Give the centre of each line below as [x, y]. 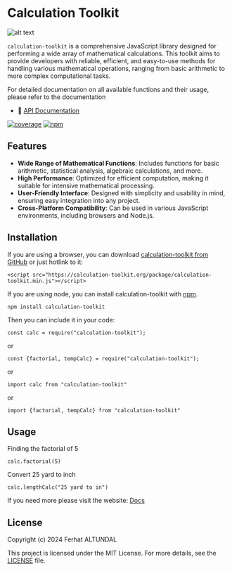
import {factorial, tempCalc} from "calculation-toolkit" [94, 410]
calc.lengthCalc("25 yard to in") [58, 487]
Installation [32, 238]
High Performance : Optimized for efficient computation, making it [113, 178]
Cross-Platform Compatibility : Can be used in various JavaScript [113, 208]
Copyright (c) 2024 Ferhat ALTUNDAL [62, 539]
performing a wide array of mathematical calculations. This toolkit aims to [114, 53]
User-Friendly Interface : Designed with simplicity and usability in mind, [121, 193]
